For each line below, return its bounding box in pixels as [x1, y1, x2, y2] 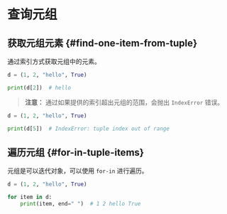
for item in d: [7, 193, 52, 201]
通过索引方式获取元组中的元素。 [7, 58, 101, 65]
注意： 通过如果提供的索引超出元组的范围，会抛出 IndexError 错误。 [24, 97, 224, 107]
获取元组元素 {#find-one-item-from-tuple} [7, 37, 198, 49]
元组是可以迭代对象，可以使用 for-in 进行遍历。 [7, 166, 148, 175]
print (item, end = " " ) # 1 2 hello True [20, 200, 141, 208]
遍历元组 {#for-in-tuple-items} [7, 146, 144, 159]
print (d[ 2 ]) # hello [7, 84, 72, 91]
